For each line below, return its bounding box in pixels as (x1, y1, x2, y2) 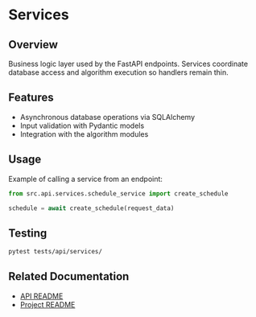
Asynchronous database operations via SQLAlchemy (19, 112, 196, 121)
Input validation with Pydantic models (19, 121, 145, 130)
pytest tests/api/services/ (8, 248, 103, 256)
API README (19, 291, 64, 301)
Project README (19, 299, 76, 309)
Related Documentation (8, 270, 130, 283)
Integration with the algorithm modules (19, 129, 149, 138)
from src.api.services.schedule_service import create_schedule (8, 189, 229, 198)
